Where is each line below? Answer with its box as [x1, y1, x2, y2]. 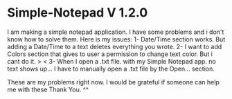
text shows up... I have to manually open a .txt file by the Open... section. [7, 64, 215, 73]
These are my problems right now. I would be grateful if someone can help [7, 78, 220, 86]
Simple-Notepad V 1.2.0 [7, 5, 148, 21]
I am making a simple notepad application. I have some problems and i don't [7, 28, 224, 36]
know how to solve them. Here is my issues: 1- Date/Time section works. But [7, 35, 226, 43]
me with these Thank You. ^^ [7, 85, 89, 93]
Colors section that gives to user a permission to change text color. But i [7, 50, 213, 58]
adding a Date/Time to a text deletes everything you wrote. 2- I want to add [7, 42, 222, 51]
